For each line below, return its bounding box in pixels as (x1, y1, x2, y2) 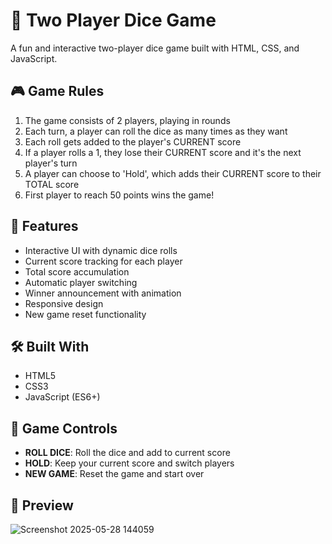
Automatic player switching (24, 276, 138, 288)
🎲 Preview (10, 497, 74, 514)
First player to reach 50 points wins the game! (24, 189, 215, 201)
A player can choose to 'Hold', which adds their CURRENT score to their (24, 167, 322, 179)
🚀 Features (10, 218, 79, 235)
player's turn (24, 157, 78, 169)
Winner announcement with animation (24, 287, 182, 299)
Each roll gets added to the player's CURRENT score (24, 135, 242, 148)
